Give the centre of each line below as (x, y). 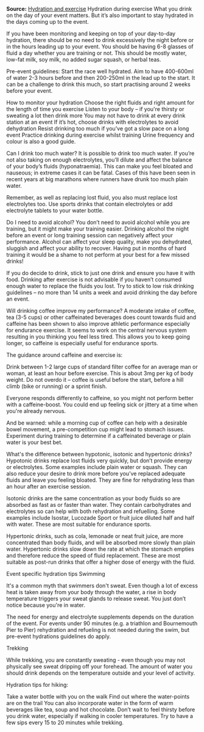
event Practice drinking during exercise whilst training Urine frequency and (100, 135)
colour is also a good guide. (41, 142)
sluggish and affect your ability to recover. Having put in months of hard (97, 248)
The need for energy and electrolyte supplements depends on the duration (100, 617)
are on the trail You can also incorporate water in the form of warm (90, 703)
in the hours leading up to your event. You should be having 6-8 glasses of (100, 46)
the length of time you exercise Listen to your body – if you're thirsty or (95, 109)
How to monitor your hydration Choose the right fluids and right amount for (100, 102)
